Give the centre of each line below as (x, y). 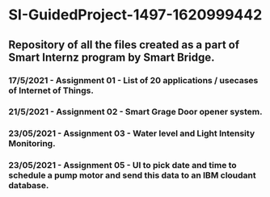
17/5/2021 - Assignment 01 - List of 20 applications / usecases (133, 80)
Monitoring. (32, 144)
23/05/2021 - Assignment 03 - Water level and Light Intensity (132, 133)
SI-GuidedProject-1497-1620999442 (135, 15)
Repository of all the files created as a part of (124, 45)
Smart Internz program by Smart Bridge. (112, 57)
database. (29, 186)
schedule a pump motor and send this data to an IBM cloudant (132, 175)
